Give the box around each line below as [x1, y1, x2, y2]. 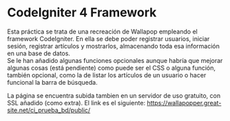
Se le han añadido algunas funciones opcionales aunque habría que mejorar [7, 56, 223, 64]
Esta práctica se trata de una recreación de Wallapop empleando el [7, 27, 198, 36]
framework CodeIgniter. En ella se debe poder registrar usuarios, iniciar [7, 34, 210, 42]
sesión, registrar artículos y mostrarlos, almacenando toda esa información [7, 42, 220, 50]
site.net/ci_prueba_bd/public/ [7, 106, 91, 114]
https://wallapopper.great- [147, 98, 222, 107]
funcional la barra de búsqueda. [7, 78, 98, 86]
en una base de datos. [7, 49, 71, 57]
